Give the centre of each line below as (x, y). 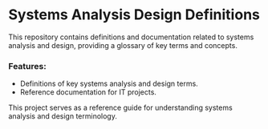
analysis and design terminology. (63, 116)
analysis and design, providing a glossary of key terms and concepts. (123, 45)
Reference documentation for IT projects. (88, 92)
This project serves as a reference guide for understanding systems (120, 108)
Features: (27, 66)
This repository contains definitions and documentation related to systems (131, 37)
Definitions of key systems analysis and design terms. (109, 84)
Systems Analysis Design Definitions (134, 15)
